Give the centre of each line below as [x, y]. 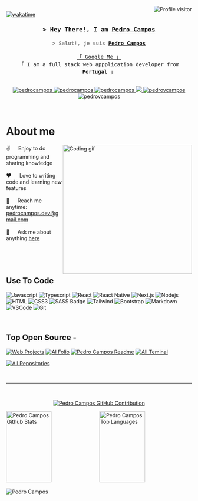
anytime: [17, 207]
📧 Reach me [24, 201]
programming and [28, 157]
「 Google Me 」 [99, 57]
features [16, 188]
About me [31, 132]
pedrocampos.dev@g [32, 213]
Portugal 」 [99, 72]
